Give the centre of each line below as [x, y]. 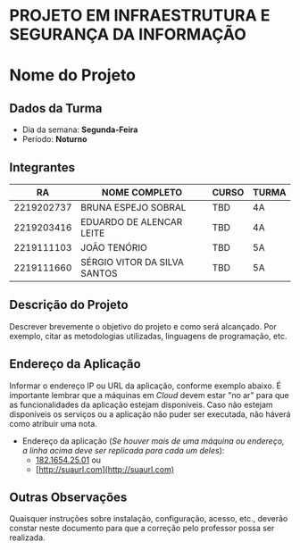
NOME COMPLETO [142, 192]
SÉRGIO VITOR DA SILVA [132, 262]
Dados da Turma [56, 108]
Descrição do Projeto [69, 305]
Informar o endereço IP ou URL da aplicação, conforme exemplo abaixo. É [146, 386]
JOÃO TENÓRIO [113, 248]
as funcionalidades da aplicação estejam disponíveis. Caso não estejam [142, 404]
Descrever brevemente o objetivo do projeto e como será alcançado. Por [143, 326]
